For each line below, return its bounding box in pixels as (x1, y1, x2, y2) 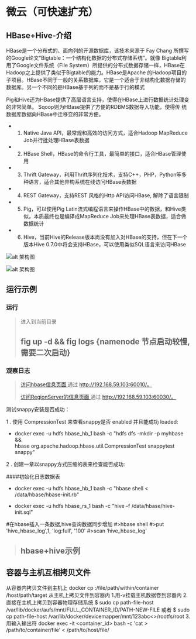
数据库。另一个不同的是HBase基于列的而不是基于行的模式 (6, 84, 145, 91)
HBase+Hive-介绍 (6, 30, 72, 40)
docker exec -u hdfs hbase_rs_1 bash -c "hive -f (14, 503, 130, 510)
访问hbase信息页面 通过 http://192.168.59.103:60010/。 (20, 381, 153, 388)
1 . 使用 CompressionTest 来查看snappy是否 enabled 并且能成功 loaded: (6, 418, 178, 425)
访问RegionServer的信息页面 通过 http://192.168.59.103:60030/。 (20, 393, 177, 401)
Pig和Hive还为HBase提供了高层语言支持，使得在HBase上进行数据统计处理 (6, 96, 184, 103)
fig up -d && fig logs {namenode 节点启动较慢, (20, 337, 190, 347)
